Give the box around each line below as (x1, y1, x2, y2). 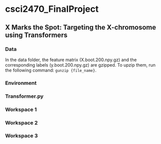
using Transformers (5, 31, 68, 39)
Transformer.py (5, 93, 43, 100)
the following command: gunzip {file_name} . (5, 67, 97, 73)
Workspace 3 (5, 132, 38, 139)
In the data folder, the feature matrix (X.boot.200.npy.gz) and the (5, 57, 137, 63)
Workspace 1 (5, 106, 37, 113)
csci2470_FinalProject (5, 3, 99, 15)
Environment (5, 79, 37, 86)
